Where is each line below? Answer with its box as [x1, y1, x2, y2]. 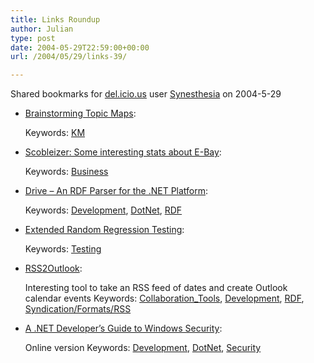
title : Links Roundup [10, 14, 101, 25]
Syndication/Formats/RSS [24, 303, 132, 315]
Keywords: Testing [24, 243, 102, 255]
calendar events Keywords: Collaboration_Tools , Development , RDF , [24, 292, 305, 305]
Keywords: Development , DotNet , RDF [24, 204, 183, 216]
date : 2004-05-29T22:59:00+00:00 [10, 42, 150, 53]
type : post [10, 33, 56, 43]
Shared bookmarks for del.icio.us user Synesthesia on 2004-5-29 [10, 88, 282, 100]
